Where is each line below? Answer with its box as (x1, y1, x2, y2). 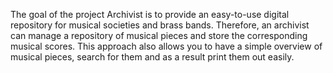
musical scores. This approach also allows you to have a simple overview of (10, 40, 323, 52)
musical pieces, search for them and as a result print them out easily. (10, 51, 295, 63)
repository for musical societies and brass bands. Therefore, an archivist (10, 19, 310, 31)
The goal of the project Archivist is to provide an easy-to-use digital (10, 9, 290, 20)
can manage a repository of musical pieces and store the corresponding (10, 30, 308, 41)
